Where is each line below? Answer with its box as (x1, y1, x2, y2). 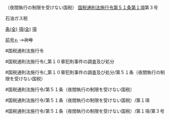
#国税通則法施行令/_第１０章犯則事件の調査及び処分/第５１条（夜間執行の (5, 69, 161, 75)
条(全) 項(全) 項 (5, 26, 37, 32)
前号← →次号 (5, 37, 33, 43)
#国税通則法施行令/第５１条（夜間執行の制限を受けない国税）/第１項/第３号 (5, 108, 164, 114)
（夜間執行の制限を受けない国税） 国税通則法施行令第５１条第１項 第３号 (5, 5, 158, 10)
